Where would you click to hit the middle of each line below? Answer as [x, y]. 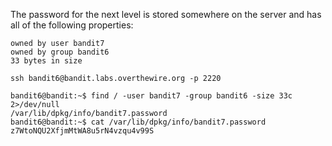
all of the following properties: [72, 25]
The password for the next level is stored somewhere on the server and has [166, 14]
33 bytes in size [46, 61]
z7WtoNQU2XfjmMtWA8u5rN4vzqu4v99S [82, 131]
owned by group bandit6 [60, 52]
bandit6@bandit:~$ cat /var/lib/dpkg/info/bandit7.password [138, 122]
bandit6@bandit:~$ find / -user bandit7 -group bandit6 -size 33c [151, 96]
